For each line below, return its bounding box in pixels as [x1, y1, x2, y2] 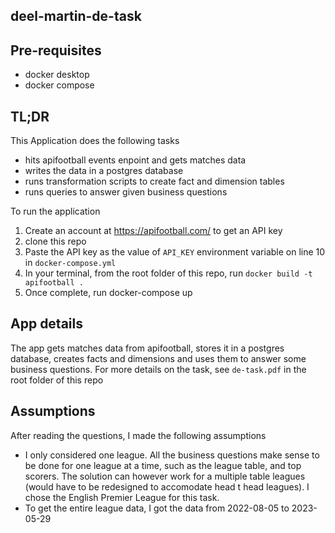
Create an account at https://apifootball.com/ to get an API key [24, 225, 283, 237]
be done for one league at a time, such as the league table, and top [24, 459, 302, 471]
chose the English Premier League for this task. [24, 491, 220, 503]
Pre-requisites [10, 42, 102, 59]
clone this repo [24, 235, 87, 248]
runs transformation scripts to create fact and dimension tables [24, 175, 285, 188]
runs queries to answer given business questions [24, 186, 228, 198]
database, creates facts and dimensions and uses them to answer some [10, 352, 307, 364]
